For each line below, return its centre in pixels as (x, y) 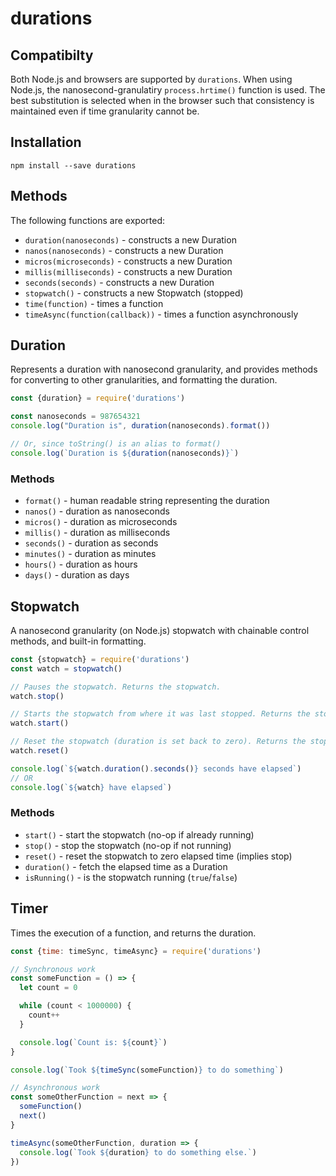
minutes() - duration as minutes (90, 554)
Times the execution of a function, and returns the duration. (133, 933)
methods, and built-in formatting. (78, 641)
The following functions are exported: (87, 220)
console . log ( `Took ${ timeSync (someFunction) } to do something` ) (147, 1070)
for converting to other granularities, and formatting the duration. (144, 380)
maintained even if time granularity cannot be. (105, 111)
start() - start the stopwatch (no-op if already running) (139, 834)
